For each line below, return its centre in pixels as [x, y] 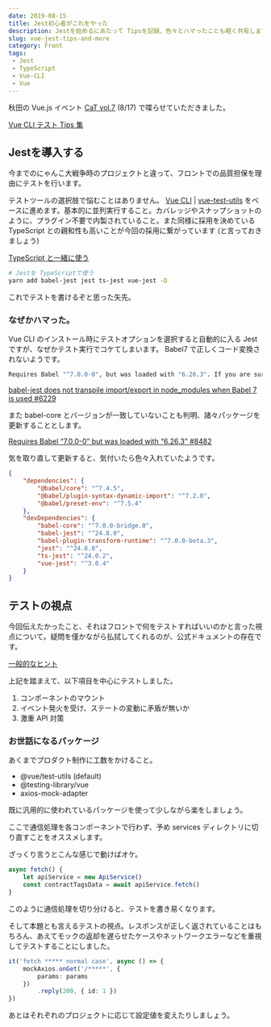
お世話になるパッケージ [54, 741]
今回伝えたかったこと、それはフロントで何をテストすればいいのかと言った [132, 627]
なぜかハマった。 [42, 319]
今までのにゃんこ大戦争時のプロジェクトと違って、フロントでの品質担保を [132, 173]
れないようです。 [36, 359]
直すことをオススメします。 [61, 837]
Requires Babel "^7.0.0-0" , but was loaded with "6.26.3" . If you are [129, 375]
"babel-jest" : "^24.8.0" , [81, 533]
